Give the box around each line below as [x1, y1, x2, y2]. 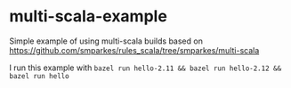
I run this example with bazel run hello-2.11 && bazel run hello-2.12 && [9, 62, 282, 73]
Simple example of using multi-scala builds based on [9, 36, 203, 46]
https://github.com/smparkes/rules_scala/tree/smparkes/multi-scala [9, 44, 260, 55]
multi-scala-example [9, 6, 167, 27]
